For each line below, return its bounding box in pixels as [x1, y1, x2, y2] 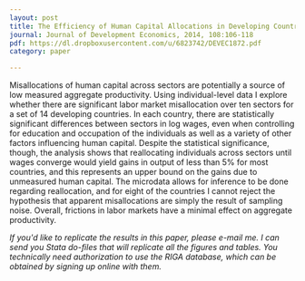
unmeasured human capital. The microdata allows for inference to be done [9, 176, 289, 187]
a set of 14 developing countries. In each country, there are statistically [9, 109, 275, 120]
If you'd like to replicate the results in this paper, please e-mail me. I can [9, 232, 280, 243]
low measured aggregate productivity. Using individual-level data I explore [9, 90, 288, 101]
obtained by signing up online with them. [9, 261, 162, 272]
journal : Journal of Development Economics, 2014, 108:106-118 [9, 30, 254, 39]
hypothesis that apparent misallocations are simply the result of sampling [9, 196, 283, 207]
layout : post [9, 13, 59, 23]
